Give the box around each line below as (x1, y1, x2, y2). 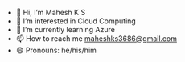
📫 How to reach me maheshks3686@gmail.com (15, 34, 177, 43)
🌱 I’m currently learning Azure (15, 25, 115, 34)
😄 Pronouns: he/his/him (15, 45, 97, 55)
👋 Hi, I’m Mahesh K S (15, 8, 86, 17)
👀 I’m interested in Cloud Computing (15, 16, 137, 26)
